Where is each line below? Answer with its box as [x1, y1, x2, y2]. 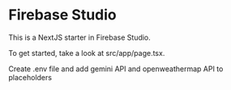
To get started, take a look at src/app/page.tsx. [8, 48, 165, 58]
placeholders [8, 72, 53, 82]
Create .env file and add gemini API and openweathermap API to [8, 63, 224, 74]
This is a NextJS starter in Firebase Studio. [8, 32, 152, 42]
